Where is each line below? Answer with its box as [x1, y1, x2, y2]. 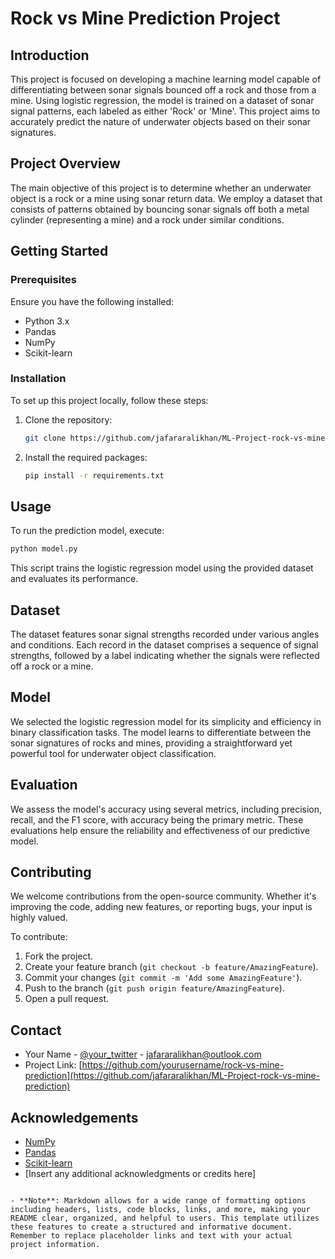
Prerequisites [10, 273, 77, 287]
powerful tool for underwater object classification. [10, 747, 217, 759]
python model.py [10, 544, 78, 554]
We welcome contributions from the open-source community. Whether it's [10, 890, 317, 902]
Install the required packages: [24, 451, 148, 463]
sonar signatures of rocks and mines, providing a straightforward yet [10, 737, 293, 749]
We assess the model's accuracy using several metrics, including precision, [10, 803, 323, 815]
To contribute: [10, 931, 68, 943]
